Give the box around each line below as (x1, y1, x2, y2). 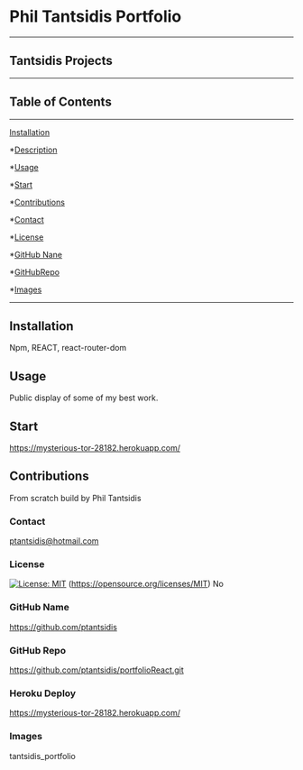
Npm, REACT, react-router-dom (9, 343, 127, 353)
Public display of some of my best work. (9, 392, 159, 403)
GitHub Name (9, 601, 69, 614)
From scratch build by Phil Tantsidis (9, 492, 142, 503)
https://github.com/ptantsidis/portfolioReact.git (9, 665, 185, 675)
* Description (9, 144, 58, 155)
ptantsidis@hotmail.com (9, 536, 99, 546)
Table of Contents (9, 95, 113, 110)
